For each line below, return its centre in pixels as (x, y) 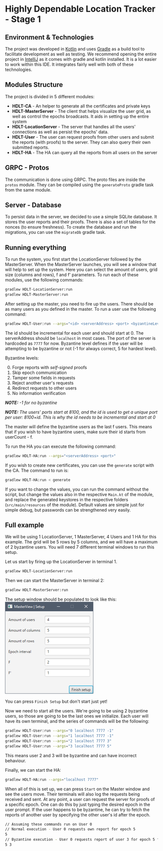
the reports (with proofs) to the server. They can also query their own (81, 142)
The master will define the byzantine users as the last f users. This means (79, 426)
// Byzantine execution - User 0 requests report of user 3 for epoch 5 (80, 840)
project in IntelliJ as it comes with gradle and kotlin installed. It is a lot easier (81, 59)
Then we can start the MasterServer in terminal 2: (55, 581)
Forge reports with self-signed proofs (49, 367)
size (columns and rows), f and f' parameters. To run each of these (72, 275)
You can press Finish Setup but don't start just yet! (56, 702)
